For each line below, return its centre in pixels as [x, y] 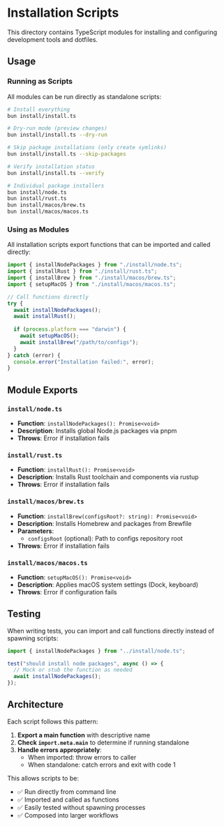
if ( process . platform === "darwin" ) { [70, 329]
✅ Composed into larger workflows [68, 815]
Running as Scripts [40, 82]
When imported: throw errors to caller [82, 757]
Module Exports [43, 390]
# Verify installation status [51, 166]
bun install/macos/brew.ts [46, 205]
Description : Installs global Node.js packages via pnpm [97, 430]
